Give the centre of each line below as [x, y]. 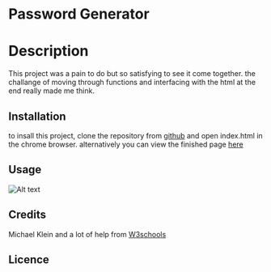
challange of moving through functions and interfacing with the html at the [132, 83]
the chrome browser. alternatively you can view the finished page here [126, 144]
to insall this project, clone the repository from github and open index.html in [135, 135]
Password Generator [79, 14]
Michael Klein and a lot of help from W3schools [87, 234]
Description [49, 51]
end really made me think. [52, 91]
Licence [29, 259]
